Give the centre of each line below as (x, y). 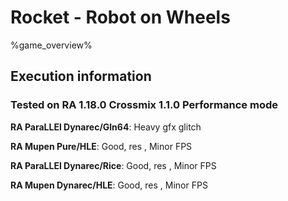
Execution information (81, 76)
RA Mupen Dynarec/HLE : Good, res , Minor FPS (109, 185)
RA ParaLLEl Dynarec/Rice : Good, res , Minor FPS (113, 165)
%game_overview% (51, 45)
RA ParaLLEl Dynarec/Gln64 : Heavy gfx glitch (106, 127)
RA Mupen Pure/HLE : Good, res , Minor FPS (101, 146)
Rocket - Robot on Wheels (120, 17)
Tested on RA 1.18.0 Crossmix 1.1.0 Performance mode (144, 105)
